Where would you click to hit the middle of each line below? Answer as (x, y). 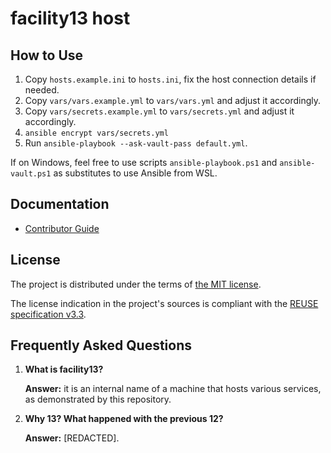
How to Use (47, 55)
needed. (42, 90)
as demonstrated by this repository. (98, 399)
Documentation (60, 204)
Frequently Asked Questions (101, 345)
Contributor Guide (62, 228)
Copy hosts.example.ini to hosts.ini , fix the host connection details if (170, 79)
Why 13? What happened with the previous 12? (124, 419)
